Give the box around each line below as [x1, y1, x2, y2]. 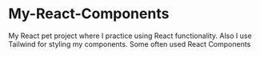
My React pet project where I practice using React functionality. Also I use [8, 31, 252, 40]
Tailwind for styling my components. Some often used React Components [8, 39, 251, 48]
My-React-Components [8, 5, 170, 23]
